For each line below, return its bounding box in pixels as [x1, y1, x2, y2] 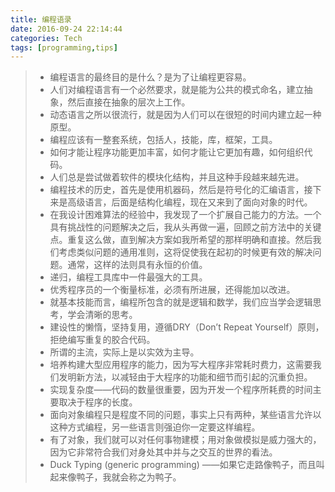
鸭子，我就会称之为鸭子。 [76, 471, 182, 483]
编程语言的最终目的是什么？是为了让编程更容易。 [49, 71, 252, 83]
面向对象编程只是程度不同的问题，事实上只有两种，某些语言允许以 [49, 409, 322, 421]
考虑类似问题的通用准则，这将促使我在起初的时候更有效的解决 [58, 246, 313, 258]
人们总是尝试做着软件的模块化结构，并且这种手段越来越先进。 [49, 171, 305, 183]
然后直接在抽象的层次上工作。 [67, 96, 191, 108]
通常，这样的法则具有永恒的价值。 [67, 259, 208, 271]
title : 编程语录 [10, 14, 72, 25]
